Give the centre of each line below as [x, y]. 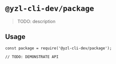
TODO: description [36, 21]
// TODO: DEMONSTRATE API [32, 57]
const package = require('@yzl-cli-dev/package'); [58, 48]
